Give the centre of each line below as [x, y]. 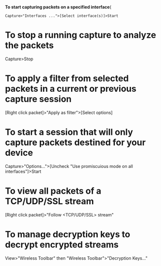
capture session [38, 99]
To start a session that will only [69, 132]
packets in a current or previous [71, 89]
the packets [29, 45]
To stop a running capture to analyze [81, 35]
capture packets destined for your [75, 142]
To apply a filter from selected [67, 78]
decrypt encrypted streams [62, 244]
